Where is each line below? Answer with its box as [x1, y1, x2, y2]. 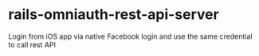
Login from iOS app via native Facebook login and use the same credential [8, 32, 253, 41]
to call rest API [8, 39, 56, 49]
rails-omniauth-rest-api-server [8, 6, 219, 24]
